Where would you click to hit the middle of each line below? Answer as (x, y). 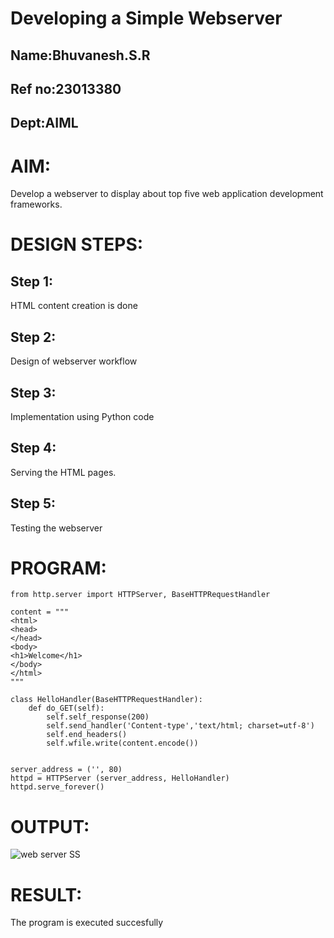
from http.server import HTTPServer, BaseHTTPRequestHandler (140, 595)
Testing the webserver (56, 528)
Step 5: (33, 503)
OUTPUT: (50, 826)
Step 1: (32, 281)
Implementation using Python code (82, 416)
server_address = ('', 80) (66, 770)
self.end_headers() (87, 735)
